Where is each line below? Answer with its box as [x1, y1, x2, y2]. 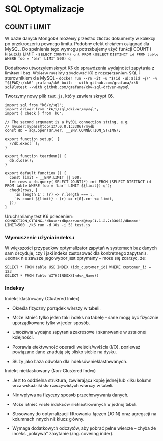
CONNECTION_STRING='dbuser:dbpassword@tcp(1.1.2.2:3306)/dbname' [5, 219, 140, 223]
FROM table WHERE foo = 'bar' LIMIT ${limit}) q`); [5, 184, 112, 188]
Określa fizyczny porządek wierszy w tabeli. [12, 305, 101, 311]
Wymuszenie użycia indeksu [5, 234, 75, 240]
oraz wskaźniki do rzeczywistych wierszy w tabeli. [12, 382, 114, 388]
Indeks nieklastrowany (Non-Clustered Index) [5, 367, 96, 373]
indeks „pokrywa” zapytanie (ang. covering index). [12, 430, 114, 436]
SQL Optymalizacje [5, 3, 84, 15]
